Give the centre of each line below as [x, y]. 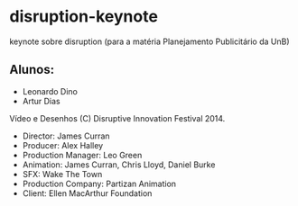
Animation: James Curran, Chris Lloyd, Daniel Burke [119, 165]
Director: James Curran [66, 136]
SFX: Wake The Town [62, 174]
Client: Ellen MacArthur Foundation [87, 193]
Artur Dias [41, 101]
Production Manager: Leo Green [82, 155]
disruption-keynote [84, 17]
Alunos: [32, 70]
